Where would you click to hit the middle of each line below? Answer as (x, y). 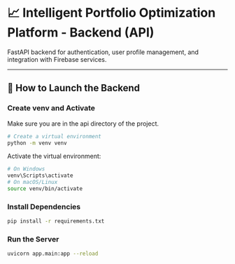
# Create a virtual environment (54, 136)
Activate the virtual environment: (54, 156)
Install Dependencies (44, 206)
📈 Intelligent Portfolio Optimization (112, 13)
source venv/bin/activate (45, 189)
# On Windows (26, 169)
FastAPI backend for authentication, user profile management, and (103, 52)
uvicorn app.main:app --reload (53, 254)
